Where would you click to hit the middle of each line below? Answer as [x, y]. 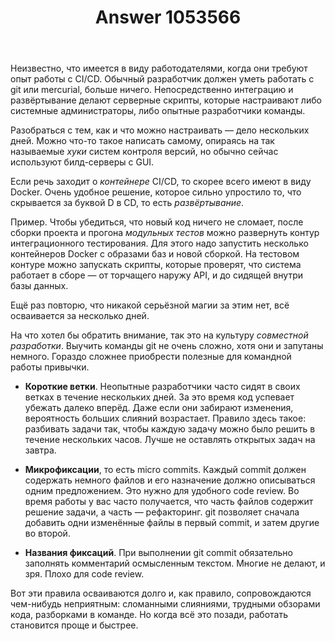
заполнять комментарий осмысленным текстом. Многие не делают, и [175, 563]
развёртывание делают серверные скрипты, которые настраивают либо [166, 100]
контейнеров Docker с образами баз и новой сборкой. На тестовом [155, 254]
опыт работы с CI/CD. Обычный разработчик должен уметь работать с [162, 79]
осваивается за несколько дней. [80, 316]
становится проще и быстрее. [74, 625]
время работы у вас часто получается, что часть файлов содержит [169, 502]
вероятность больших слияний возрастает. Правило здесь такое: [165, 418]
